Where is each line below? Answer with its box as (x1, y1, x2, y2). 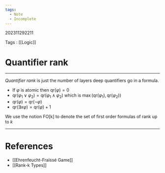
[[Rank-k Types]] (12, 162, 47, 168)
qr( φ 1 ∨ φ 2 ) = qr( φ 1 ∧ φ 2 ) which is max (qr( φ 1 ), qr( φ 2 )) (12, 92, 121, 100)
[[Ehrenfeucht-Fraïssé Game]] (12, 157, 73, 163)
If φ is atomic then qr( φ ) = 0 (12, 87, 70, 93)
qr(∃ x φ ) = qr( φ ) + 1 (12, 104, 52, 110)
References (5, 141, 53, 152)
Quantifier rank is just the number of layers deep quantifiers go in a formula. (5, 77, 159, 84)
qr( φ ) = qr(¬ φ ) (12, 99, 42, 105)
